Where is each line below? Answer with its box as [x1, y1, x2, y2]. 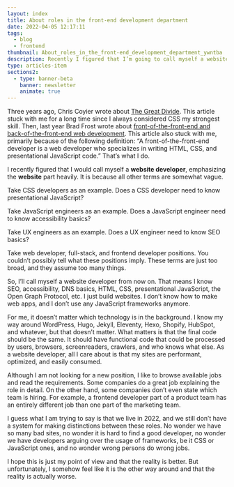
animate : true [19, 88, 61, 95]
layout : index [7, 10, 49, 17]
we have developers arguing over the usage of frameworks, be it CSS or [7, 437, 214, 445]
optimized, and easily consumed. [7, 357, 102, 366]
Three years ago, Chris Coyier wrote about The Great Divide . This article [7, 107, 215, 116]
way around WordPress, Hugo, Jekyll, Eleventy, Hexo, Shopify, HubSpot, [7, 320, 215, 329]
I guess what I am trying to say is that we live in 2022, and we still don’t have [7, 414, 227, 423]
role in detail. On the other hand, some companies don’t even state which [7, 386, 217, 394]
